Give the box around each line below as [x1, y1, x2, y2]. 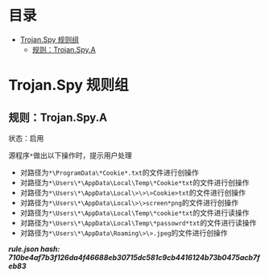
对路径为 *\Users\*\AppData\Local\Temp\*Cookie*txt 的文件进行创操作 [19, 177, 250, 187]
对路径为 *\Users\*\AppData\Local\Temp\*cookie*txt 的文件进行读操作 [19, 208, 250, 217]
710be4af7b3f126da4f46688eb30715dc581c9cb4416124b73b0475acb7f [8, 252, 260, 262]
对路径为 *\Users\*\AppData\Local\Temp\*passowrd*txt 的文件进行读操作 [19, 217, 257, 227]
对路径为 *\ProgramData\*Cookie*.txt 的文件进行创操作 [19, 167, 199, 177]
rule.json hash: [8, 244, 60, 254]
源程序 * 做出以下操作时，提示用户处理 [8, 150, 133, 160]
